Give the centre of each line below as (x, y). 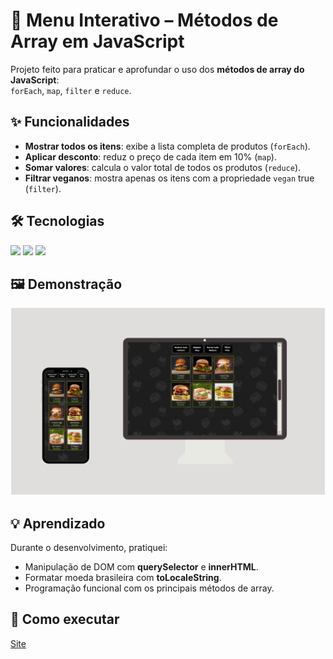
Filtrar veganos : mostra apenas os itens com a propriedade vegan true (169, 178)
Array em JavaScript (97, 41)
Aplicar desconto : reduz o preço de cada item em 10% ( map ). (150, 156)
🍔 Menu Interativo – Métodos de (144, 20)
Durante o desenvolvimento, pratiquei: (89, 547)
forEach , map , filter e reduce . (71, 90)
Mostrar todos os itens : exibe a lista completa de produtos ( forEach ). (167, 146)
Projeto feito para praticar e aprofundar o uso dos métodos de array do (157, 69)
